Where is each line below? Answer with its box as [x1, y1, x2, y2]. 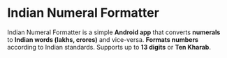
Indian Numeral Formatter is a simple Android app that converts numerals [7, 28, 221, 36]
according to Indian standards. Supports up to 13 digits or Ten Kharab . [7, 43, 212, 51]
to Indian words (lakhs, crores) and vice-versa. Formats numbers [7, 35, 199, 43]
